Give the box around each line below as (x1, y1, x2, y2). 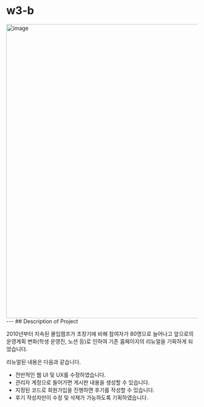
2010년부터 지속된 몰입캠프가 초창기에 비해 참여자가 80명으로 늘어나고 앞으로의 (6, 330, 194, 337)
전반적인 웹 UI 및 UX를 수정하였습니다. (15, 371, 106, 378)
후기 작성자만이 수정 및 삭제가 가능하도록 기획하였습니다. (15, 394, 149, 401)
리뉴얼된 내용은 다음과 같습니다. (6, 358, 81, 365)
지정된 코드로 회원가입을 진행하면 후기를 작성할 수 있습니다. (15, 386, 155, 394)
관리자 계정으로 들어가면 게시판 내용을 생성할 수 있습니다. (15, 378, 150, 386)
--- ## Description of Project (6, 317, 78, 325)
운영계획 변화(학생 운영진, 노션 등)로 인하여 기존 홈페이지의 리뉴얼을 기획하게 (6, 338, 187, 345)
